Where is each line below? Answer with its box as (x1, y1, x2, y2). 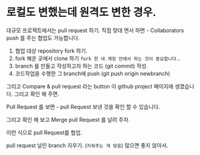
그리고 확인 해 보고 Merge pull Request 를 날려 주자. (6, 116, 131, 123)
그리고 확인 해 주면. (14, 90, 59, 97)
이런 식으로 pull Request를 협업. (6, 128, 83, 136)
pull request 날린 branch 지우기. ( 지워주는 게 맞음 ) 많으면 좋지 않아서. (6, 142, 169, 149)
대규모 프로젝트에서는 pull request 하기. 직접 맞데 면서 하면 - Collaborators (6, 27, 184, 34)
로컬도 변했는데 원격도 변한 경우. (6, 5, 156, 19)
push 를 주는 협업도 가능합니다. (6, 34, 80, 41)
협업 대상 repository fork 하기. (15, 47, 88, 54)
